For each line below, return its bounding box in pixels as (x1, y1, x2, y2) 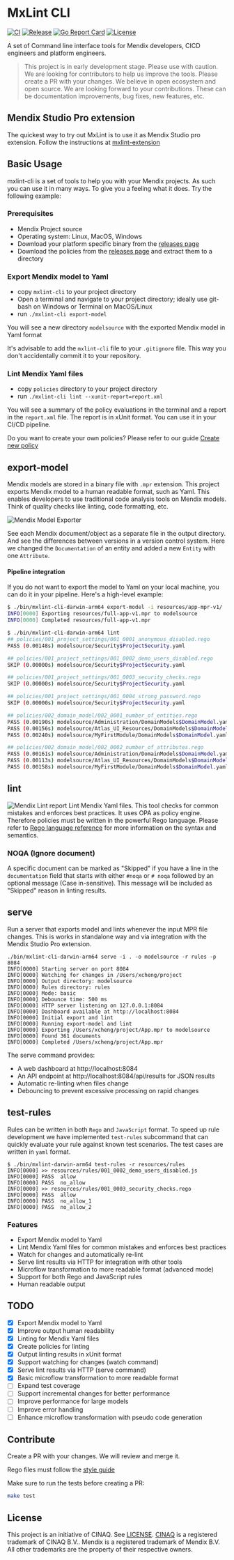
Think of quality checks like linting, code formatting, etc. (7, 502, 169, 511)
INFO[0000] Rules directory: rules (7, 984, 111, 991)
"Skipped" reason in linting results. (7, 886, 107, 895)
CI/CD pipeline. (7, 420, 51, 429)
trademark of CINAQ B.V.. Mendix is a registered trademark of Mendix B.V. (7, 1538, 221, 1546)
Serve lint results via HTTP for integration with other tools (17, 1258, 182, 1266)
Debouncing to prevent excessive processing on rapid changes (17, 1086, 199, 1095)
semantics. (7, 831, 39, 839)
